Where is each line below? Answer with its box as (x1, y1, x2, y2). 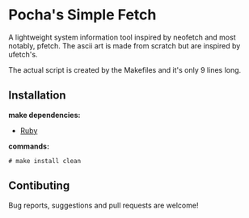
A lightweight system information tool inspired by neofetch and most (8, 32, 236, 42)
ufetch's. (8, 49, 38, 59)
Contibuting (8, 179, 70, 193)
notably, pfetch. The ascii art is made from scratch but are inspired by (8, 40, 241, 50)
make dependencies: (8, 110, 81, 119)
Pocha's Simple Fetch (8, 6, 157, 24)
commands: (8, 141, 50, 151)
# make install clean (8, 157, 82, 165)
